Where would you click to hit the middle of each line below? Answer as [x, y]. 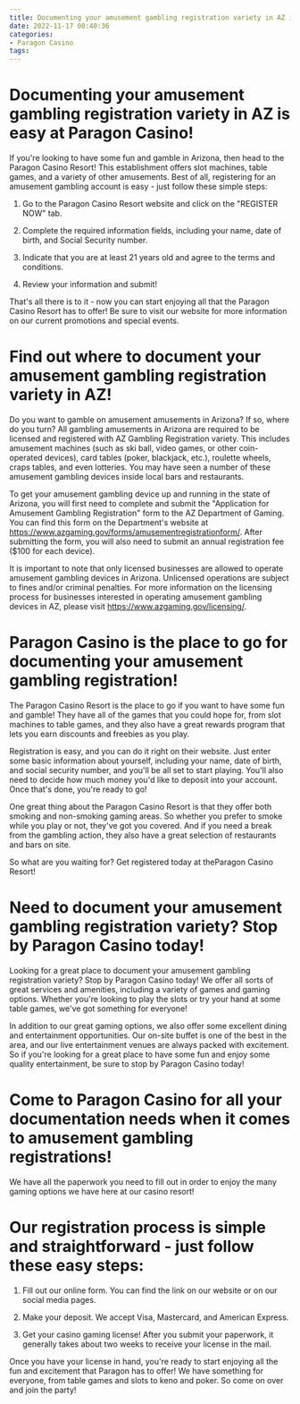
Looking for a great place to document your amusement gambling [130, 970]
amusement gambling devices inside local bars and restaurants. [126, 477]
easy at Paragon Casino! [102, 133]
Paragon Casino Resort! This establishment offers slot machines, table [138, 167]
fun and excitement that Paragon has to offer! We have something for [136, 1371]
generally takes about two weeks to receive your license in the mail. [147, 1344]
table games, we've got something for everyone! [98, 1008]
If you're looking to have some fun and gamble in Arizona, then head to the [147, 158]
